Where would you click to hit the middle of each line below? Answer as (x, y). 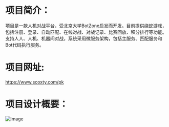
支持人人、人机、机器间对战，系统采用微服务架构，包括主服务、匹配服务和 (84, 38)
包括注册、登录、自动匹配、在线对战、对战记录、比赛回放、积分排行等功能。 (86, 32)
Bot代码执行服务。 (25, 45)
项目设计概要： (37, 104)
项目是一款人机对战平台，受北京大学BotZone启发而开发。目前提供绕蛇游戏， (86, 26)
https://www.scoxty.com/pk (35, 82)
